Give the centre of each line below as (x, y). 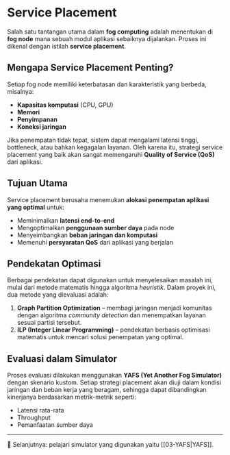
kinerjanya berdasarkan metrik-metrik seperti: (72, 397)
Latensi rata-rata (40, 410)
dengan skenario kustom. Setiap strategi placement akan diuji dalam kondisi (114, 382)
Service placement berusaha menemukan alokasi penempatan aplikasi (108, 199)
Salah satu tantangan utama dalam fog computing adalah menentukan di (110, 32)
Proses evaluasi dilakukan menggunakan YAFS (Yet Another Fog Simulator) (115, 376)
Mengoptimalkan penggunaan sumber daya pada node (95, 227)
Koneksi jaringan (41, 126)
